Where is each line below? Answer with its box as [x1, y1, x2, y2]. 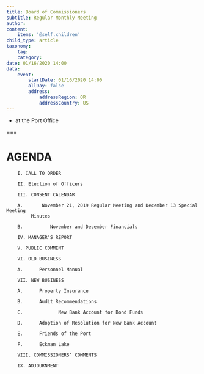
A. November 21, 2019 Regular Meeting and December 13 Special [17, 202, 199, 208]
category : [17, 54, 43, 61]
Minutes [31, 213, 51, 219]
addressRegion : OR [38, 94, 86, 100]
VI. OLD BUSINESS [17, 255, 62, 262]
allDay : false [28, 83, 64, 89]
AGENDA [6, 150, 53, 164]
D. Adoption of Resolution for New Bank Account [17, 320, 157, 326]
